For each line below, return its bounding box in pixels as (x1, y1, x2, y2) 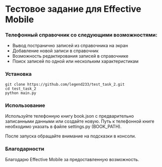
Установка (5, 70, 32, 77)
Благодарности (5, 145, 44, 152)
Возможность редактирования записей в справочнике (12, 53, 128, 59)
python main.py (5, 90, 37, 96)
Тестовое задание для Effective (5, 3, 142, 15)
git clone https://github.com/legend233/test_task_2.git (5, 82, 125, 87)
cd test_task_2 (5, 86, 37, 91)
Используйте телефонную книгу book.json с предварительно (5, 113, 134, 119)
